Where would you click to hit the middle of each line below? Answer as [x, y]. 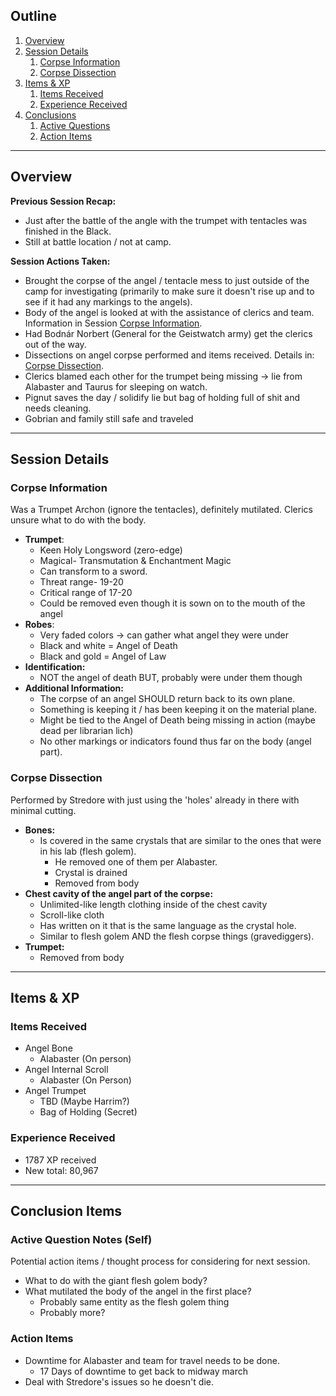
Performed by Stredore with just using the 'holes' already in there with [155, 800]
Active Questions [75, 125]
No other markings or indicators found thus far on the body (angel [175, 741]
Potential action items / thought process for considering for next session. [160, 1261]
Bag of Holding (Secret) [88, 1112]
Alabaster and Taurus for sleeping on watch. [116, 386]
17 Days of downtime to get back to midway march [143, 1371]
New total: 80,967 [61, 1170]
